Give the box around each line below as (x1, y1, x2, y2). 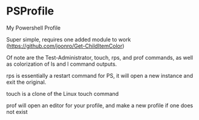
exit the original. (6, 78, 47, 86)
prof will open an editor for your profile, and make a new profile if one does (6, 101, 194, 109)
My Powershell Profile (6, 24, 61, 31)
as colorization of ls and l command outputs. (6, 60, 117, 68)
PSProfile (6, 4, 54, 18)
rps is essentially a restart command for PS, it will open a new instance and (6, 72, 194, 79)
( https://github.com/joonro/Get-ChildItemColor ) (6, 42, 125, 49)
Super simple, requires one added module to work (6, 36, 131, 43)
